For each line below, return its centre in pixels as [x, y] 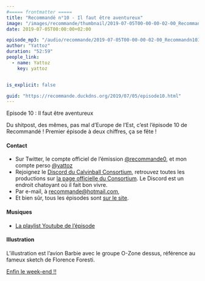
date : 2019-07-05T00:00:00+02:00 [49, 29]
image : [15, 23]
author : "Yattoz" [28, 46]
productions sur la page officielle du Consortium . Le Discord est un [99, 178]
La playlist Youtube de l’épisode [55, 225]
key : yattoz [32, 68]
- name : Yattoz [31, 63]
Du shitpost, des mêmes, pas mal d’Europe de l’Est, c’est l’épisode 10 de [97, 125]
